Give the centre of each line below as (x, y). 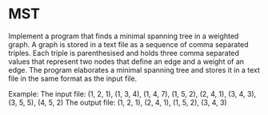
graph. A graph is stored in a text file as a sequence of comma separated (129, 44)
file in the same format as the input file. (73, 78)
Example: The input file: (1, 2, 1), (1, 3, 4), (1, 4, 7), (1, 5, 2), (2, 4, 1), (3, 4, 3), (132, 93)
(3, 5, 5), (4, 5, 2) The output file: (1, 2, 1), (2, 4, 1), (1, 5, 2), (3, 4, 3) (118, 102)
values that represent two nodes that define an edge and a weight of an (126, 61)
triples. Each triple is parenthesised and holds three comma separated (124, 53)
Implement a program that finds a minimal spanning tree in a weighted (124, 36)
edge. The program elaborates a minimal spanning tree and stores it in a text (134, 69)
